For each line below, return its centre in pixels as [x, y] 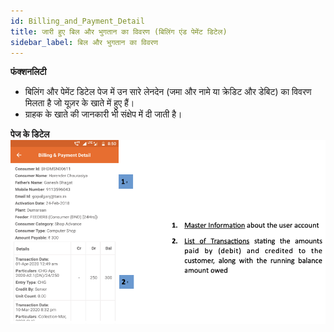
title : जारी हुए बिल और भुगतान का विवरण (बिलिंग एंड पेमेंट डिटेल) [119, 31]
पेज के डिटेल [30, 134]
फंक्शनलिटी [28, 72]
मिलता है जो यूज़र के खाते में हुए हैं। [79, 103]
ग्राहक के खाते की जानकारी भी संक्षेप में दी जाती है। [103, 114]
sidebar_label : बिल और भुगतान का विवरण [84, 42]
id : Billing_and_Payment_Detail [77, 21]
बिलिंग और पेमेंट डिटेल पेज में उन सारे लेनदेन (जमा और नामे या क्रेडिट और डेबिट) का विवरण [168, 92]
